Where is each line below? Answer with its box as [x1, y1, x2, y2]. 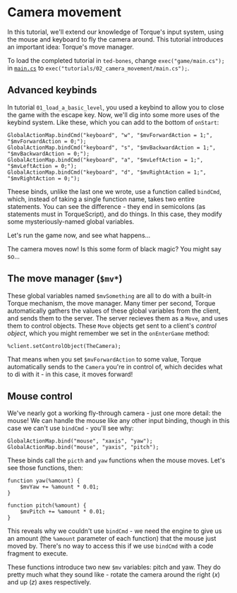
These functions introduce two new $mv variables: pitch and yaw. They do [7, 563, 221, 572]
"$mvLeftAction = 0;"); [7, 162, 78, 169]
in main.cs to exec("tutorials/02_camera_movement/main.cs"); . [7, 64, 190, 72]
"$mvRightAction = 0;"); [7, 174, 80, 182]
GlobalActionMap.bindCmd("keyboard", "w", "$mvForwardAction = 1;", [7, 131, 213, 138]
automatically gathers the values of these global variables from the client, [7, 306, 221, 315]
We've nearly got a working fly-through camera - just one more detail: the [7, 409, 222, 417]
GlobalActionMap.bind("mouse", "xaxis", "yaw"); [7, 438, 153, 445]
